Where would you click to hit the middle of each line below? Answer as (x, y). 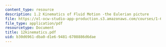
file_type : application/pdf (34, 23)
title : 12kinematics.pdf (31, 32)
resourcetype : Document (30, 28)
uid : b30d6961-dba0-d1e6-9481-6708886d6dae (51, 37)
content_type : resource (30, 10)
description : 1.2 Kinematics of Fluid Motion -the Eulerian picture (77, 14)
